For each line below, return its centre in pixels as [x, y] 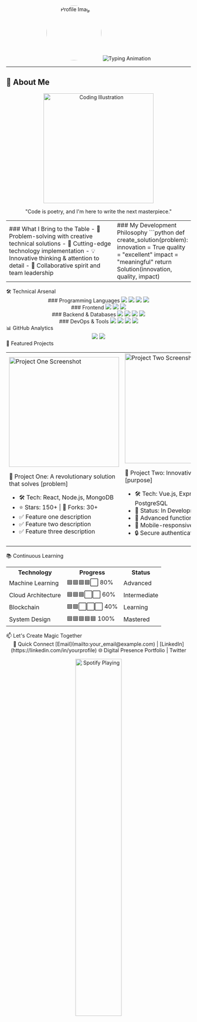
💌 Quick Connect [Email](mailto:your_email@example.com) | [86, 644]
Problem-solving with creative [51, 236]
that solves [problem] [39, 483]
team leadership [31, 272]
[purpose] [139, 480]
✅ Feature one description [55, 516]
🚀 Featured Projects [30, 343]
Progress [92, 572]
